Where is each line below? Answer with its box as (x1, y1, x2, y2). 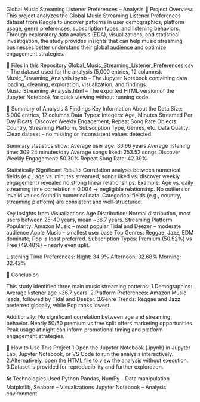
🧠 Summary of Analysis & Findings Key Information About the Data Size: (6, 105, 183, 112)
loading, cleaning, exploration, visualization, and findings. (6, 81, 147, 88)
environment (6, 390, 38, 397)
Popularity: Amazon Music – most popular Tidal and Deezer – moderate (6, 223, 181, 230)
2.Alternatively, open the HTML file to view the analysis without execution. (6, 357, 189, 364)
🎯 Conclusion (6, 271, 39, 278)
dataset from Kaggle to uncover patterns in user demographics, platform (6, 19, 185, 25)
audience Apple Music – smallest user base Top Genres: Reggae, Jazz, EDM (6, 229, 194, 236)
